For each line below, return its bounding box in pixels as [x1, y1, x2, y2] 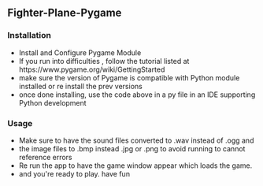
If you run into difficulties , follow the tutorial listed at [18, 56, 190, 65]
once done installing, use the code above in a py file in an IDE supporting [18, 90, 256, 99]
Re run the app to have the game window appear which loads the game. [18, 161, 253, 170]
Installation [7, 30, 52, 41]
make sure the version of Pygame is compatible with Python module [18, 73, 240, 82]
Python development [18, 98, 87, 107]
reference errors [18, 152, 72, 162]
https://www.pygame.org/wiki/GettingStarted [18, 65, 165, 74]
